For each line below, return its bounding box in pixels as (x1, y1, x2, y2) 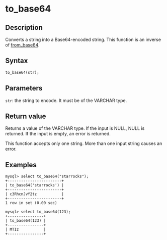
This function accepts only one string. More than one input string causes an (5, 140, 162, 147)
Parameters (5, 84, 43, 92)
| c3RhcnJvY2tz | (5, 191, 64, 197)
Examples (5, 160, 37, 169)
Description (5, 23, 43, 32)
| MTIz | (5, 227, 46, 232)
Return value (5, 112, 46, 120)
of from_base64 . (5, 42, 40, 48)
